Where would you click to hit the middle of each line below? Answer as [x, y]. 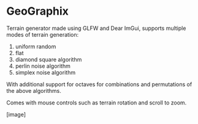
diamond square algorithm [48, 59]
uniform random [36, 46]
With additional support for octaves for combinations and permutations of [99, 84]
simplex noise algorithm [45, 72]
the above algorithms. [34, 90]
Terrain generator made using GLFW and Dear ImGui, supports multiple [96, 28]
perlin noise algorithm [43, 66]
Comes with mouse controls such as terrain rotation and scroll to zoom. [97, 103]
